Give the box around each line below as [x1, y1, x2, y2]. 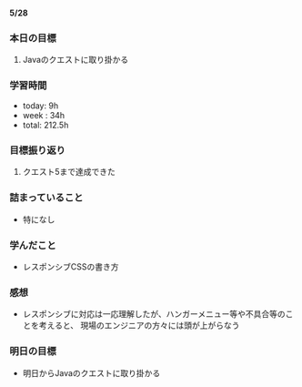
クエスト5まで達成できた [22, 167, 116, 178]
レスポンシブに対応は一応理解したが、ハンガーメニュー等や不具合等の [22, 309, 286, 320]
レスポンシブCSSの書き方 [22, 261, 119, 272]
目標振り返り [9, 144, 66, 157]
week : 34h [22, 110, 65, 121]
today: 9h [22, 100, 59, 111]
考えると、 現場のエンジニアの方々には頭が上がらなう [38, 320, 240, 331]
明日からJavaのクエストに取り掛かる [22, 367, 161, 378]
